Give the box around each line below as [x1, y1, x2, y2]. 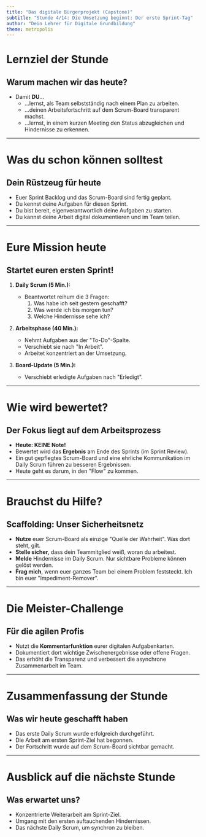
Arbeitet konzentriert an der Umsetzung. [24, 349, 127, 357]
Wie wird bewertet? [6, 400, 109, 415]
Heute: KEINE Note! [15, 442, 66, 449]
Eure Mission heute [6, 241, 107, 255]
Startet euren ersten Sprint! [6, 265, 114, 275]
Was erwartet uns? [6, 795, 81, 805]
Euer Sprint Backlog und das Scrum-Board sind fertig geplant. [15, 194, 172, 201]
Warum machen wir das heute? [6, 77, 128, 87]
